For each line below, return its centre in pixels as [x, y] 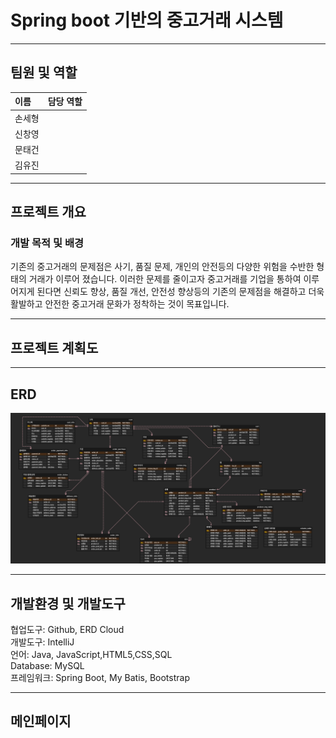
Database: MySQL [47, 666]
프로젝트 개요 [48, 212]
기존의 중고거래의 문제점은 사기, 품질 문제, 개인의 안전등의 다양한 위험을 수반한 [162, 267]
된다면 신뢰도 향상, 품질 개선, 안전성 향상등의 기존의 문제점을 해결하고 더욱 [180, 292]
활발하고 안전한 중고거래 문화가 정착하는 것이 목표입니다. [120, 304]
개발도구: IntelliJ [42, 642]
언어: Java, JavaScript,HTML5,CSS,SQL [91, 655]
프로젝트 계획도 [54, 347]
